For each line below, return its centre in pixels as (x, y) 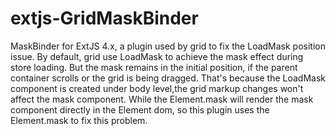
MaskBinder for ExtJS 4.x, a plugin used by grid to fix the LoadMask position (168, 46)
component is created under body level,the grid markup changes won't (157, 88)
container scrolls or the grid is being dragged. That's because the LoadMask (168, 78)
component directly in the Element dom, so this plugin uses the (140, 109)
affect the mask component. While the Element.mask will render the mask (162, 99)
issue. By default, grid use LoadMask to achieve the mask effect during (157, 56)
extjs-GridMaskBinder (104, 18)
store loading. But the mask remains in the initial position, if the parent (154, 67)
